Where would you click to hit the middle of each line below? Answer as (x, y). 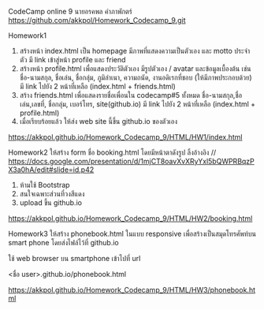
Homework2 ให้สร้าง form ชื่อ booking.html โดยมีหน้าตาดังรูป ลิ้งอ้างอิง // (112, 152)
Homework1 (28, 35)
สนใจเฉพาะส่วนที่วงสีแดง (52, 194)
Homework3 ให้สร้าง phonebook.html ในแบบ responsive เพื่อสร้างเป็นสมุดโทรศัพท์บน (132, 233)
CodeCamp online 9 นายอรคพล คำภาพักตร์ (70, 11)
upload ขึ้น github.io (51, 203)
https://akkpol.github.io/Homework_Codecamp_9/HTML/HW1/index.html (125, 137)
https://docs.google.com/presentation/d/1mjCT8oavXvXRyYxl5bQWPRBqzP (131, 161)
